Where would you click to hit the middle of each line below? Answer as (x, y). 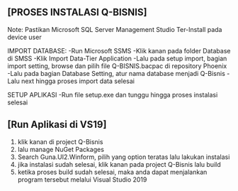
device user (24, 37)
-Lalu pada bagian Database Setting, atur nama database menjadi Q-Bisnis (116, 73)
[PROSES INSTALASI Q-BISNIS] (77, 12)
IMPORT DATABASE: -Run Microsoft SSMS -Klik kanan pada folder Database (119, 50)
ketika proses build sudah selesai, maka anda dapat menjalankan (112, 172)
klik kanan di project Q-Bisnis (60, 141)
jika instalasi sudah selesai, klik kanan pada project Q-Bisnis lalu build (119, 164)
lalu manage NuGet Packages (61, 149)
